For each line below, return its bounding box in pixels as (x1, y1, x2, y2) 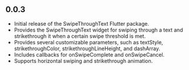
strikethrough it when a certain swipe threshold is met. (14, 32, 146, 40)
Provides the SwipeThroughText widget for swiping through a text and (14, 26, 183, 33)
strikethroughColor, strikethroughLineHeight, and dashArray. (14, 45, 161, 52)
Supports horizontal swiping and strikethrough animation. (14, 57, 153, 64)
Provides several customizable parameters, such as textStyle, (14, 38, 164, 45)
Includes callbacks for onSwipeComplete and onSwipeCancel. (14, 51, 165, 58)
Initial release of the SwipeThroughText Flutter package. (14, 20, 149, 27)
